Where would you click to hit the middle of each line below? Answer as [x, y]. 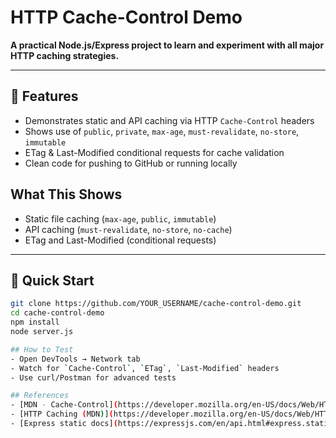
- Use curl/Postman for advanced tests [93, 377]
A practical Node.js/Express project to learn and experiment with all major [167, 45]
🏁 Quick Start [52, 280]
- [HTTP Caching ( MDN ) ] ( [62, 414]
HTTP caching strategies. [65, 55]
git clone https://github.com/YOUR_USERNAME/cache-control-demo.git [156, 304]
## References [40, 396]
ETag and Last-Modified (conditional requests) [120, 240]
